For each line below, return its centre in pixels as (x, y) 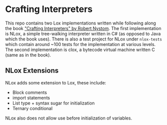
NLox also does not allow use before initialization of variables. (69, 118)
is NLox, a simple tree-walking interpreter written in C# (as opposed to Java (83, 33)
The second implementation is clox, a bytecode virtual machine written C (80, 49)
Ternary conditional (32, 108)
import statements (31, 97)
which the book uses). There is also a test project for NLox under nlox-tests (83, 39)
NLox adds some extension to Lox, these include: (56, 82)
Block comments (30, 92)
